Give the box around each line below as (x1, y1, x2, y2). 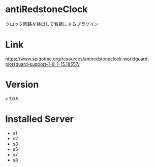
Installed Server (5, 113, 74, 124)
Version (5, 79, 39, 91)
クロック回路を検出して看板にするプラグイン (5, 21, 99, 27)
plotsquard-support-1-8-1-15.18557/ (5, 61, 80, 67)
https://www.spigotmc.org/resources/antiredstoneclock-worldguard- (5, 56, 150, 62)
